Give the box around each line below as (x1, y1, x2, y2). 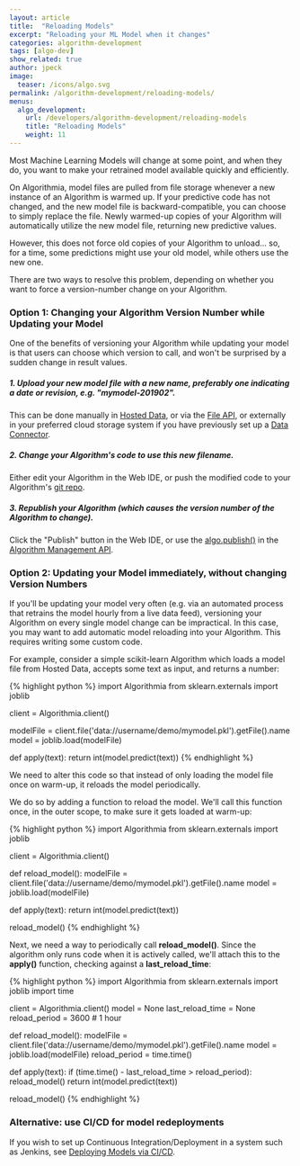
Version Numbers (9, 578, 88, 590)
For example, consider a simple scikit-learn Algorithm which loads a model (9, 654, 286, 665)
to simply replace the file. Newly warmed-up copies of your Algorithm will (9, 211, 282, 221)
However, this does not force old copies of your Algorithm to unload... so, (9, 238, 280, 248)
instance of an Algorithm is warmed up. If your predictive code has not (9, 191, 271, 202)
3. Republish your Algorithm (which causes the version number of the (9, 502, 276, 513)
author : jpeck (9, 64, 63, 73)
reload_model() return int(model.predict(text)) (9, 1076, 178, 1087)
